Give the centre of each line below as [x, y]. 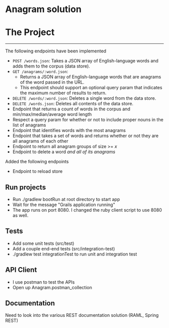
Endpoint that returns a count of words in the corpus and [71, 109]
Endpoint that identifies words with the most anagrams [69, 130]
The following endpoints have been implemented [56, 51]
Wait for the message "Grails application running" [64, 205]
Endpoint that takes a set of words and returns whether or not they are [86, 136]
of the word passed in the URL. [52, 82]
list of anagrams [29, 125]
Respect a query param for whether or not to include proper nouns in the [88, 120]
